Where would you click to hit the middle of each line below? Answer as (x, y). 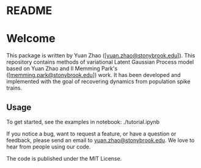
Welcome (31, 39)
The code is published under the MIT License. (64, 158)
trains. (14, 88)
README (29, 11)
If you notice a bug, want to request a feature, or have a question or (91, 133)
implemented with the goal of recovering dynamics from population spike (98, 82)
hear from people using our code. (49, 147)
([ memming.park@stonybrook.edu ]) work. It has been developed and (93, 75)
